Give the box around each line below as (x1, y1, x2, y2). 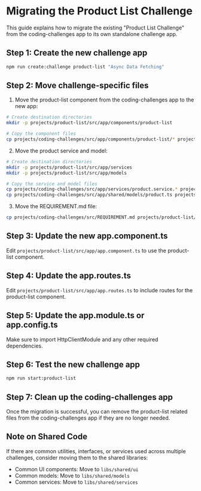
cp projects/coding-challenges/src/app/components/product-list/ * (6, 136, 175, 142)
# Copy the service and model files (6, 181, 98, 187)
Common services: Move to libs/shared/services (14, 478, 138, 486)
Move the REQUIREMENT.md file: (14, 203, 98, 210)
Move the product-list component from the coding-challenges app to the (14, 96, 194, 103)
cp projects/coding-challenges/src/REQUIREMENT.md (6, 214, 135, 220)
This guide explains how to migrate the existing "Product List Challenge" (6, 24, 184, 31)
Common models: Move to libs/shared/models (14, 472, 130, 479)
